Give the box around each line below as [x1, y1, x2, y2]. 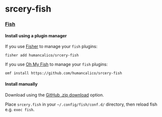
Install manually [5, 81, 38, 87]
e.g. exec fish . [5, 106, 35, 112]
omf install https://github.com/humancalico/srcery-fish [5, 71, 122, 76]
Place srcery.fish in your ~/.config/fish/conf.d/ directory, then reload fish [5, 101, 158, 107]
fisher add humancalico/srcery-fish [5, 53, 79, 58]
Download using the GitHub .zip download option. [5, 92, 104, 98]
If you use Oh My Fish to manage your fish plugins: [5, 62, 108, 67]
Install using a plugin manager [5, 33, 67, 38]
